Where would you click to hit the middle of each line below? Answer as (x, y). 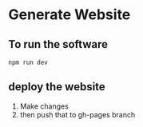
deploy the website (57, 87)
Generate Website (70, 15)
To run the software (58, 44)
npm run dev (28, 62)
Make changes (44, 106)
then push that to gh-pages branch (77, 114)
